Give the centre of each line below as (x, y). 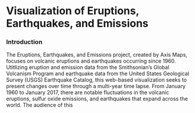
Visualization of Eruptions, (73, 11)
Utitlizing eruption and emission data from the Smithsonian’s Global (88, 67)
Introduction (24, 42)
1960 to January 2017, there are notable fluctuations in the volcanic (88, 92)
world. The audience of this (40, 105)
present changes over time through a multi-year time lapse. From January (96, 86)
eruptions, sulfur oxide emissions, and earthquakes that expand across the (97, 99)
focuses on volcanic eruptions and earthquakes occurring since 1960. (91, 61)
